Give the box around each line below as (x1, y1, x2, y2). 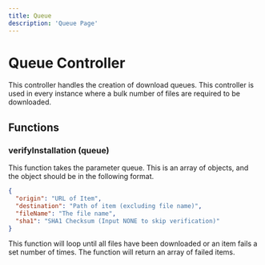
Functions (8, 120, 60, 134)
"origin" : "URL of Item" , (15, 194, 102, 202)
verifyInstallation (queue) (8, 145, 110, 156)
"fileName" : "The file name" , (15, 210, 116, 218)
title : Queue (8, 11, 52, 20)
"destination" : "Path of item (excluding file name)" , (15, 202, 203, 210)
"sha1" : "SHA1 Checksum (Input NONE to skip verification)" (15, 217, 220, 225)
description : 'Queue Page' (8, 19, 98, 27)
